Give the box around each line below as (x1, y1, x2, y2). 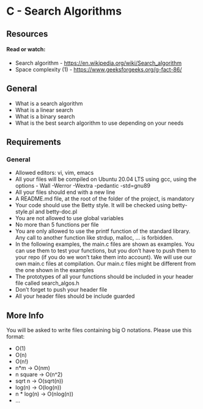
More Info (6, 310, 44, 320)
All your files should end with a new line (15, 188, 116, 196)
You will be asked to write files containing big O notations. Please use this (6, 326, 192, 334)
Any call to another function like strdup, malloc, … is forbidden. (15, 234, 174, 241)
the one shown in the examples (15, 267, 94, 274)
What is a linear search (15, 106, 73, 114)
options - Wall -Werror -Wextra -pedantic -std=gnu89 (15, 182, 151, 190)
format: (6, 333, 25, 341)
